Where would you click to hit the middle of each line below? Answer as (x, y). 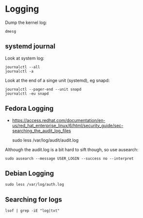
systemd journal (30, 47)
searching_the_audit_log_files (42, 131)
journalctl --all (23, 67)
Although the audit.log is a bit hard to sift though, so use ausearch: (72, 149)
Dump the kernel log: (26, 22)
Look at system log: (25, 58)
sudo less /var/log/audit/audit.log (45, 140)
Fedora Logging (29, 109)
